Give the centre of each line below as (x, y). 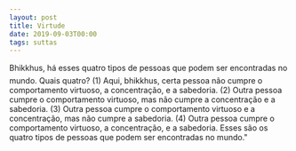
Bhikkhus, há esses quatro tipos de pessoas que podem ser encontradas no (148, 68)
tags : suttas (33, 42)
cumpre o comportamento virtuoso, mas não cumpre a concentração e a (142, 99)
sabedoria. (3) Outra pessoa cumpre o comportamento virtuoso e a (132, 109)
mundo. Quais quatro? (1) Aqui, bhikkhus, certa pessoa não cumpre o (136, 81)
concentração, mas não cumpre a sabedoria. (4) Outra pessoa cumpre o (142, 119)
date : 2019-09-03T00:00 (53, 34)
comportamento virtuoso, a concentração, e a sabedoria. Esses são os (139, 128)
